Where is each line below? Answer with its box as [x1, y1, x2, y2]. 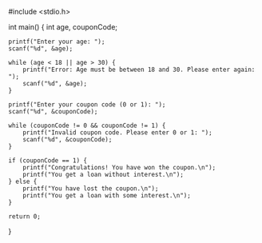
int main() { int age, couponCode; [8, 22, 118, 31]
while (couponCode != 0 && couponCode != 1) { [8, 121, 166, 129]
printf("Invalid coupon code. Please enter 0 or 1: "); [22, 129, 213, 137]
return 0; [8, 213, 42, 221]
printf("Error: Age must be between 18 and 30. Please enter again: [22, 66, 256, 74]
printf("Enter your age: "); [8, 38, 105, 46]
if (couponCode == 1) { [8, 157, 88, 165]
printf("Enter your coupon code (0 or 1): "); [8, 101, 166, 109]
